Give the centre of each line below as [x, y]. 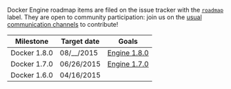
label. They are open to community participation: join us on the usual [104, 17]
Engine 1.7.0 [128, 64]
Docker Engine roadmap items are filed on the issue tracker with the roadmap [115, 10]
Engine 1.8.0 [128, 53]
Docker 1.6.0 [32, 75]
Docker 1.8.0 [32, 53]
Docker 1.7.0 [32, 64]
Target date [80, 41]
